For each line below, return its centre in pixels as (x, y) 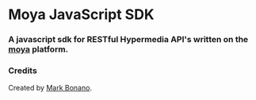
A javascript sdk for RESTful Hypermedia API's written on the (128, 40)
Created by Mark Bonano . (50, 88)
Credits (23, 71)
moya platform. (38, 49)
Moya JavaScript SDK (81, 15)
